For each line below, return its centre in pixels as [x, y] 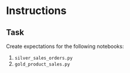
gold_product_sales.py [42, 64]
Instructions [36, 11]
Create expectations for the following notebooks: [65, 46]
